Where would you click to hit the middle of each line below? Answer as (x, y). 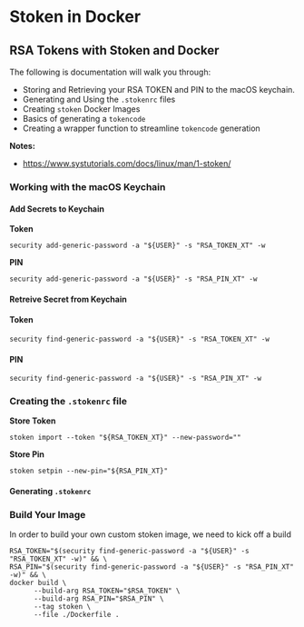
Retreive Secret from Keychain (68, 299)
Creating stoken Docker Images (81, 109)
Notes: (23, 146)
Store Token (33, 421)
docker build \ (38, 583)
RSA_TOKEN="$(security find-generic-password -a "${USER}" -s (129, 552)
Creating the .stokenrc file (68, 402)
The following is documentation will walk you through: (110, 72)
